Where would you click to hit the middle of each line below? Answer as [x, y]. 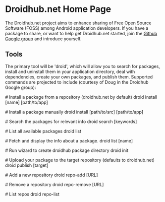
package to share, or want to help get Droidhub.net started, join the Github [81, 33]
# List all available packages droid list [43, 131]
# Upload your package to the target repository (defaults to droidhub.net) [80, 160]
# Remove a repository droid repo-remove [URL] [55, 184]
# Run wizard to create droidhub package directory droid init [67, 150]
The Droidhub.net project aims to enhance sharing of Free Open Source [78, 23]
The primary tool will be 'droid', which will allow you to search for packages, [82, 66]
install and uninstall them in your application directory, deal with [70, 71]
